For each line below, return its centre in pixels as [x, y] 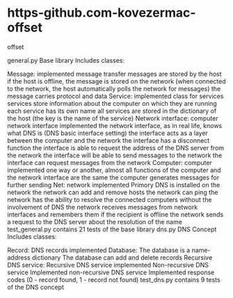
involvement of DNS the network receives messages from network [103, 207]
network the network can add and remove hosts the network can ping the [113, 192]
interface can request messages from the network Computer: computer [110, 162]
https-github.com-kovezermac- [102, 13]
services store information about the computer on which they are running [112, 103]
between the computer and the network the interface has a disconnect [109, 140]
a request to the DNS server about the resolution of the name [95, 221]
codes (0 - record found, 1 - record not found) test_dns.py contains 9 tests [114, 279]
